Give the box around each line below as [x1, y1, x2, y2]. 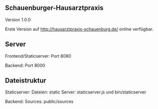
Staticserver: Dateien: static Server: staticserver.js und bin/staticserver [5, 89, 146, 95]
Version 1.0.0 [5, 16, 31, 22]
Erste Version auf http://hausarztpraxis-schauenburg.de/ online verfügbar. [5, 26, 154, 32]
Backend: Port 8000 [5, 62, 45, 68]
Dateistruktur [5, 77, 47, 85]
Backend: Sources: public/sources [5, 99, 74, 105]
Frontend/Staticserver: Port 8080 [5, 53, 71, 59]
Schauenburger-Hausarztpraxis [5, 4, 104, 12]
